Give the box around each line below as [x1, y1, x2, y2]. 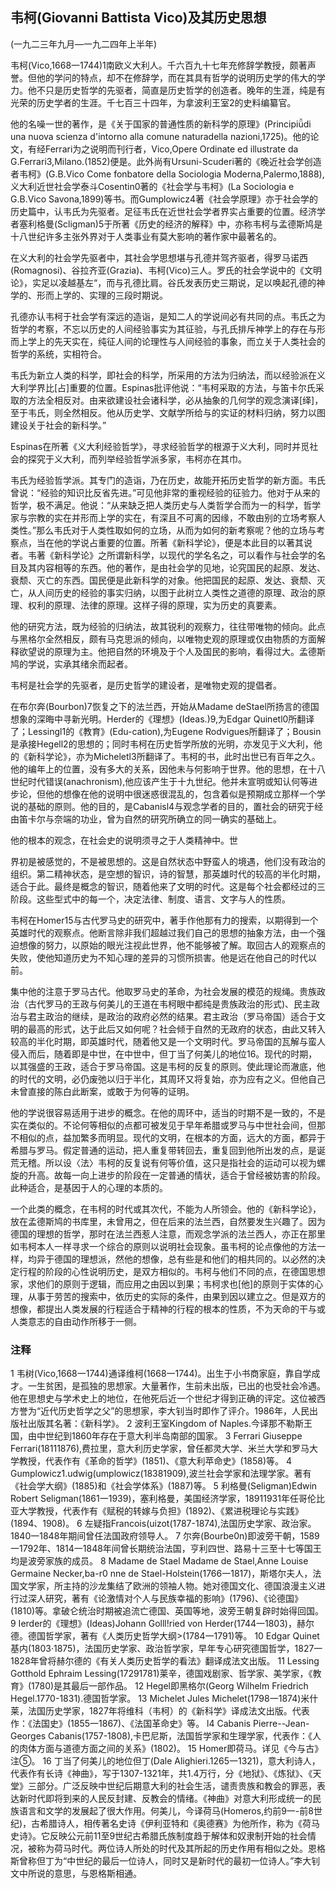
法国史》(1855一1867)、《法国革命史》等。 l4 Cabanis [31, 1718, 252, 1730]
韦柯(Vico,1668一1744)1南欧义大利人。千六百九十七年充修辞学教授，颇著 [10, 59, 308, 71]
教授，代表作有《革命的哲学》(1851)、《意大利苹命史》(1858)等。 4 [18, 1455, 293, 1467]
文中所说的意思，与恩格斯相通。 [10, 1868, 142, 1880]
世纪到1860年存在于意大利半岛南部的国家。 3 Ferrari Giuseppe [44, 1430, 303, 1442]
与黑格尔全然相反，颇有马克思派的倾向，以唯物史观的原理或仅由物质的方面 [10, 633, 317, 645]
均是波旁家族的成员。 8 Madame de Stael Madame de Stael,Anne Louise [10, 1555, 309, 1567]
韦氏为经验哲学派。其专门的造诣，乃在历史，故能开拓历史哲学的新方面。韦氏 [10, 474, 326, 486]
